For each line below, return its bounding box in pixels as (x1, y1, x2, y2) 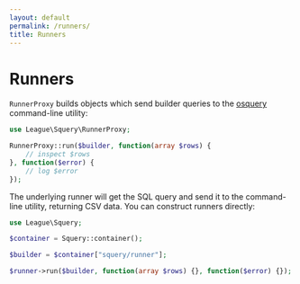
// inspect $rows (25, 150, 91, 159)
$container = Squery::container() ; (9, 235, 143, 244)
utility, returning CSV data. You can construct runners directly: (24, 200, 255, 211)
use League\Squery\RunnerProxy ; (9, 125, 131, 135)
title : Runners (9, 30, 67, 39)
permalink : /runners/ (9, 22, 91, 31)
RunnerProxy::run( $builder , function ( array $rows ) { (9, 141, 212, 151)
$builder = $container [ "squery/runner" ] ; (9, 251, 168, 260)
